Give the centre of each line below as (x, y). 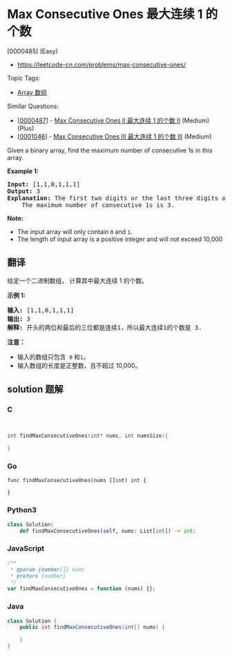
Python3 (22, 510)
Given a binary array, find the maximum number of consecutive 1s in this (110, 150)
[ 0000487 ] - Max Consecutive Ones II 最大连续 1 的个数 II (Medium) (113, 120)
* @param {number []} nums (47, 569)
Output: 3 (23, 191)
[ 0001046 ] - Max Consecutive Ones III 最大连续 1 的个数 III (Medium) (114, 136)
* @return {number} (38, 576)
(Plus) (26, 128)
